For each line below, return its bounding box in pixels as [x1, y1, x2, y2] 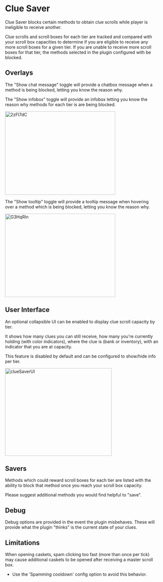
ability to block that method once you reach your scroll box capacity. [5, 482, 143, 489]
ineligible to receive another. [5, 24, 62, 30]
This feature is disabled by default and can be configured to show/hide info [5, 353, 156, 359]
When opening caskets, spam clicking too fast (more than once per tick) [5, 552, 150, 557]
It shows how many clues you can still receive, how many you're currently [5, 333, 153, 339]
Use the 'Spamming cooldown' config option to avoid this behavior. [12, 571, 147, 577]
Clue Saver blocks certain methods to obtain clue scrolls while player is [5, 19, 148, 25]
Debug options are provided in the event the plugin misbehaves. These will [5, 519, 155, 525]
